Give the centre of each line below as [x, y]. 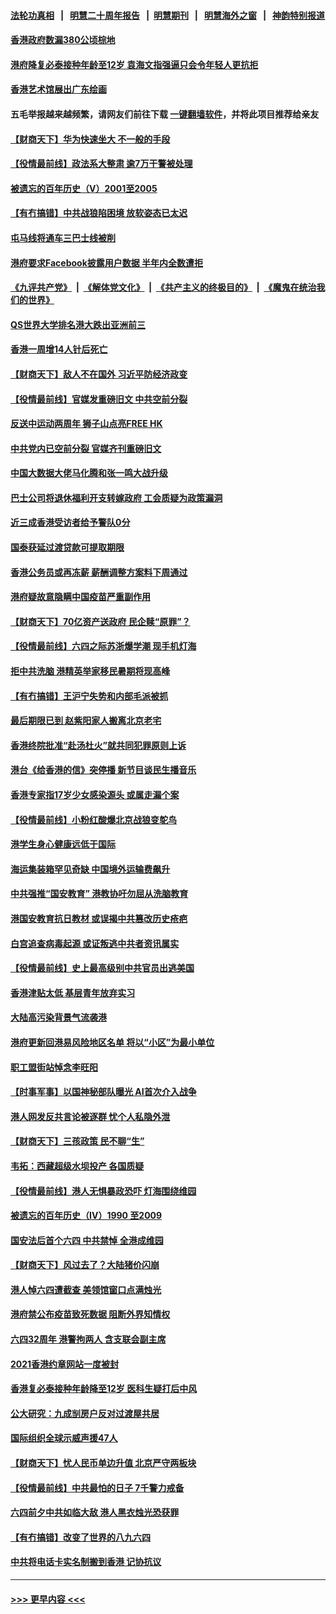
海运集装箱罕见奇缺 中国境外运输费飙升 [90, 869]
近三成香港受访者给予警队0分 [70, 522]
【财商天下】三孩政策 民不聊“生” [77, 1141]
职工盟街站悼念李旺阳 [54, 1067]
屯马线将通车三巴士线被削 [63, 237]
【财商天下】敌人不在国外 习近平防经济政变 [99, 374]
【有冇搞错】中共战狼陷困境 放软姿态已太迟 [99, 213]
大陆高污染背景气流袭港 [58, 1017]
